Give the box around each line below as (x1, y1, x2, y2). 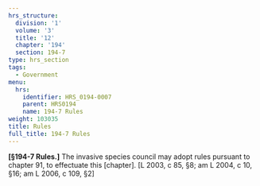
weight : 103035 (8, 115, 59, 123)
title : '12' (15, 33, 56, 42)
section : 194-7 (15, 48, 66, 56)
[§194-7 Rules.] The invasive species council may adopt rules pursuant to (8, 152, 250, 161)
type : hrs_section (8, 56, 69, 64)
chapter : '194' (15, 41, 66, 49)
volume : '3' (15, 26, 56, 34)
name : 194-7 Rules (22, 108, 83, 116)
